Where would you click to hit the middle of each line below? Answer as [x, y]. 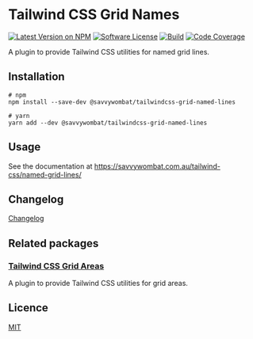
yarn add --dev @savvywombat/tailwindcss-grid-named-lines [108, 123]
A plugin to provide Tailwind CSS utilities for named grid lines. [109, 51]
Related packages [54, 243]
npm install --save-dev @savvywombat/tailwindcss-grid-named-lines [122, 102]
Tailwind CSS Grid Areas [56, 265]
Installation [36, 77]
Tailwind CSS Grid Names [94, 15]
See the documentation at [50, 166]
